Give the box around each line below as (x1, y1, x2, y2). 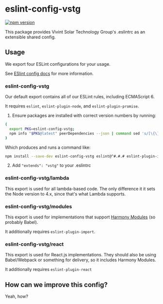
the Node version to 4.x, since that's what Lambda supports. (5, 191, 126, 197)
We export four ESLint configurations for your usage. (5, 61, 111, 67)
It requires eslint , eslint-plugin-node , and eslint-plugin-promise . (5, 103, 139, 109)
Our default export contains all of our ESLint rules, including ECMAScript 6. (5, 94, 155, 100)
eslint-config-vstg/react (5, 241, 64, 248)
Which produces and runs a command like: (5, 144, 91, 150)
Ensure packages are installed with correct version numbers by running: (12, 113, 156, 119)
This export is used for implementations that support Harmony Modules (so (5, 214, 156, 220)
